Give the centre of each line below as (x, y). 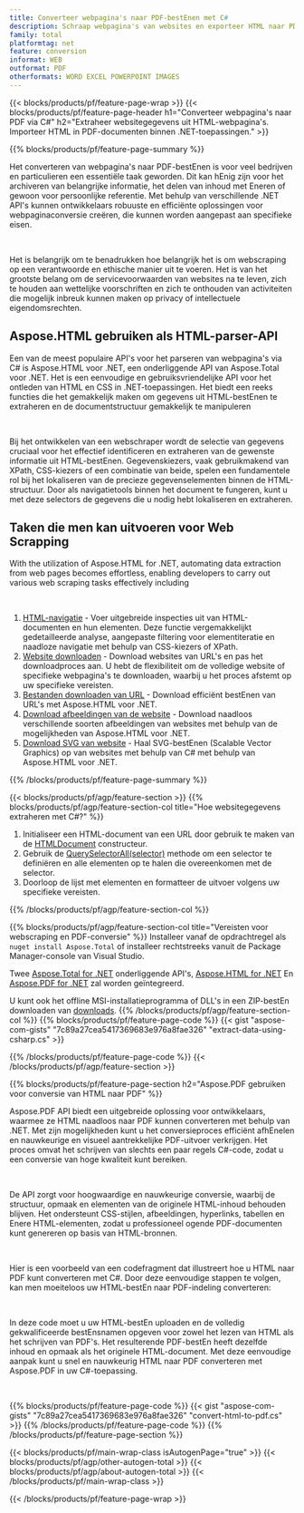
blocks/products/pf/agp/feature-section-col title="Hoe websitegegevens (145, 807)
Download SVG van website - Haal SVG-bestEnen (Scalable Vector (147, 743)
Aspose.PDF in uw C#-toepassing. (74, 1371)
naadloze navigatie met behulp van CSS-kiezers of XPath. (130, 647)
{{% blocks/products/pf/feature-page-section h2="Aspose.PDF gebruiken (147, 1084)
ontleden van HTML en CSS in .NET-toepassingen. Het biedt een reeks (141, 387)
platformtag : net (42, 43)
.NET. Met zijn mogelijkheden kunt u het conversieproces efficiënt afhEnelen (152, 1130)
